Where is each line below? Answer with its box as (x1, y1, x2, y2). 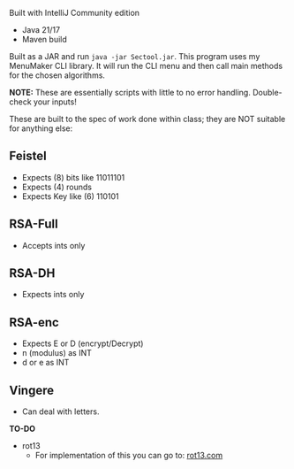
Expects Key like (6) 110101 (21, 190, 119, 202)
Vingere (9, 382, 55, 397)
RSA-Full (9, 217, 59, 232)
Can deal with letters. (21, 406, 100, 417)
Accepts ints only (21, 240, 86, 250)
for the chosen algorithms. (9, 70, 106, 81)
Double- (253, 88, 283, 97)
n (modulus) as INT (21, 348, 93, 358)
